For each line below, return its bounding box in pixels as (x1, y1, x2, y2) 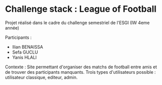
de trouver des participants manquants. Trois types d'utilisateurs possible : (5, 69, 156, 75)
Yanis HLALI (12, 54, 37, 60)
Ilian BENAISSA (12, 44, 43, 50)
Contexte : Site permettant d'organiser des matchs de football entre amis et (5, 64, 157, 70)
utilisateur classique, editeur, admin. (5, 74, 78, 80)
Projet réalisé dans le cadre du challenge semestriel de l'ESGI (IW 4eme (5, 20, 150, 26)
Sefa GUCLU (12, 49, 38, 55)
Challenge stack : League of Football (5, 3, 157, 15)
